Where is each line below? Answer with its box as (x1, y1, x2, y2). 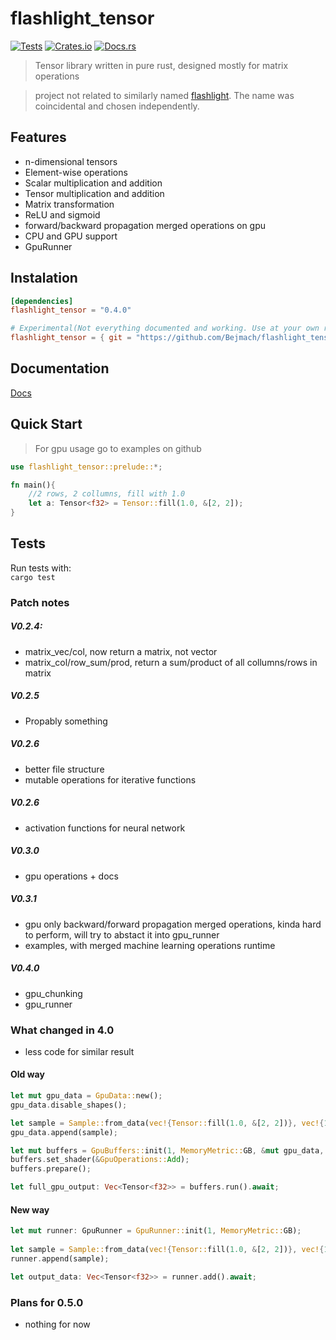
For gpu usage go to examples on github (34, 442, 202, 454)
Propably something (24, 715, 108, 727)
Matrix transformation (24, 198, 115, 210)
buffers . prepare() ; (10, 1164, 92, 1174)
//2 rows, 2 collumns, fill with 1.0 (28, 489, 186, 499)
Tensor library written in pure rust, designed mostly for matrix (34, 59, 289, 71)
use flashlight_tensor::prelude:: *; (10, 462, 163, 472)
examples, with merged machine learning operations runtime (24, 939, 276, 951)
